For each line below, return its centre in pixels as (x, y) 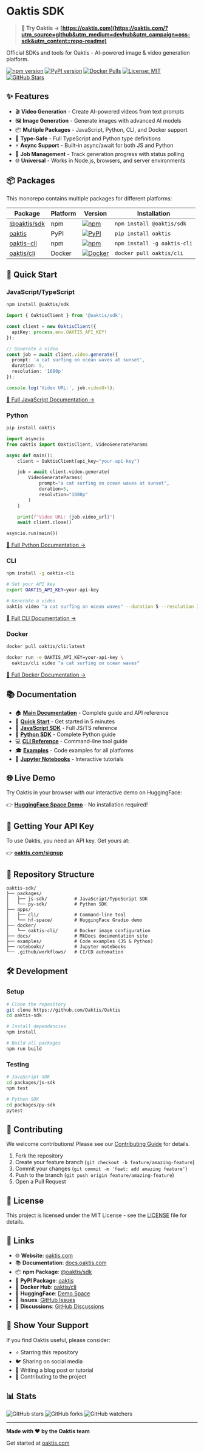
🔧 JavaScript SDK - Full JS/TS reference (66, 728)
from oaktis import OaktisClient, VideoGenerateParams (77, 445)
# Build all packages (34, 1043)
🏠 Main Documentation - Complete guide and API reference (92, 712)
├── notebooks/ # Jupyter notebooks (66, 947)
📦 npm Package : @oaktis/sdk (53, 1272)
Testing (18, 1064)
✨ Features (28, 96)
